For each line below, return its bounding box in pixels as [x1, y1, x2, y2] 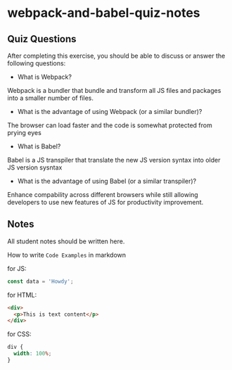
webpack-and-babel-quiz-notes [7, 5, 200, 21]
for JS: [7, 264, 27, 272]
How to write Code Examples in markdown [7, 250, 127, 259]
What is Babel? [17, 142, 61, 151]
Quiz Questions [7, 33, 77, 45]
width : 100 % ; [13, 350, 52, 357]
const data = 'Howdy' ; [7, 278, 74, 285]
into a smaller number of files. [7, 94, 94, 102]
